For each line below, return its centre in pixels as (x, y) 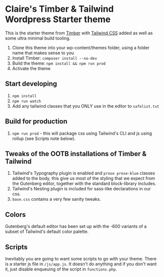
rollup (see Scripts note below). (44, 138)
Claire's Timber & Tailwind (59, 9)
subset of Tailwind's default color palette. (47, 231)
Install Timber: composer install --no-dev (55, 58)
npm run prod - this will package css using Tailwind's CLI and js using (82, 133)
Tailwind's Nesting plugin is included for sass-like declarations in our (81, 189)
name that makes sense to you (43, 53)
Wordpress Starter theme (58, 19)
